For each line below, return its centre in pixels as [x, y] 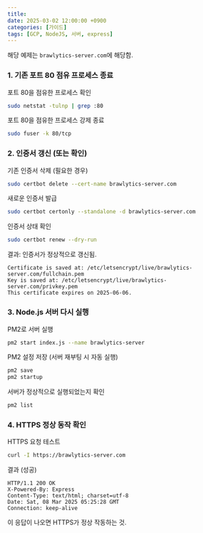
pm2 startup [25, 377]
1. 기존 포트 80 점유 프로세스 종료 [61, 76]
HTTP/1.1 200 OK [31, 483]
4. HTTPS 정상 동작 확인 [47, 425]
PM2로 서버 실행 [30, 329]
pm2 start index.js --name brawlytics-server [76, 342]
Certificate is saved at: [46, 268]
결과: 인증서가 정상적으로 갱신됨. [52, 255]
